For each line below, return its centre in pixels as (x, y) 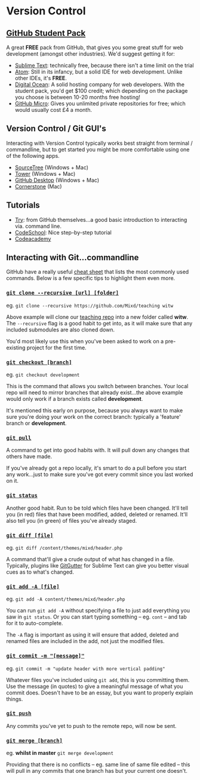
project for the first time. (56, 348)
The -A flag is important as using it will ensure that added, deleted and (93, 635)
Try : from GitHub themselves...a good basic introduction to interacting (101, 220)
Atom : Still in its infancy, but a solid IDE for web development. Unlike (99, 72)
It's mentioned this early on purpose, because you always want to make (95, 410)
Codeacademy (33, 239)
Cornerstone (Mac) (38, 186)
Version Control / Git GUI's (56, 129)
